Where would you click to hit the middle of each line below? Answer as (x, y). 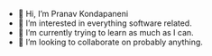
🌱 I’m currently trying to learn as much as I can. (106, 32)
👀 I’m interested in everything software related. (105, 23)
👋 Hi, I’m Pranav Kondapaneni (73, 14)
